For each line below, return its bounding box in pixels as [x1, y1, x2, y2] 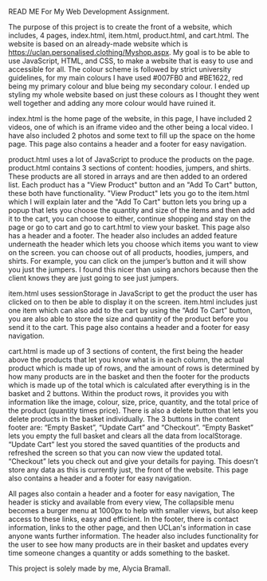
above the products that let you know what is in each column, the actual [8, 355, 245, 364]
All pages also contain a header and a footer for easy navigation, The [8, 489, 235, 498]
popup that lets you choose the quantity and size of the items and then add [8, 206, 255, 214]
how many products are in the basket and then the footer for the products [8, 372, 250, 381]
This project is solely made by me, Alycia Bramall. [8, 563, 171, 573]
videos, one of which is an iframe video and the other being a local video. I [8, 123, 253, 132]
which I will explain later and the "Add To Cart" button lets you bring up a [8, 197, 247, 206]
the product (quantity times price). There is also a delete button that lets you [8, 406, 259, 415]
